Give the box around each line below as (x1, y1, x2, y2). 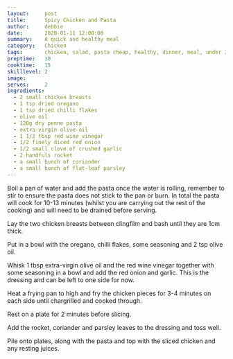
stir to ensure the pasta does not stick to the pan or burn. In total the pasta (7, 191, 220, 200)
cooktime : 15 (7, 62, 51, 69)
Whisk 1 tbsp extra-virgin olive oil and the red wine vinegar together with (7, 261, 214, 269)
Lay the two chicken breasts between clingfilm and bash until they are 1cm (7, 219, 221, 227)
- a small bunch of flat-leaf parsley (13, 164, 126, 172)
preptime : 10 (7, 55, 51, 62)
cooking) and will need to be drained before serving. (7, 206, 157, 214)
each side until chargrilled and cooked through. (7, 296, 142, 305)
